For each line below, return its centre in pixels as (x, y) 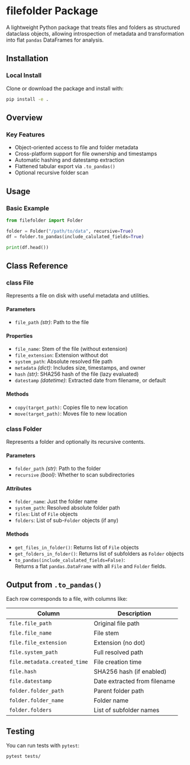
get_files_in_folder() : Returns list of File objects (77, 547)
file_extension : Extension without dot (61, 355)
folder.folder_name (36, 701)
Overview (25, 118)
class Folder (24, 429)
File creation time (118, 662)
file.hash (23, 672)
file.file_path (30, 624)
